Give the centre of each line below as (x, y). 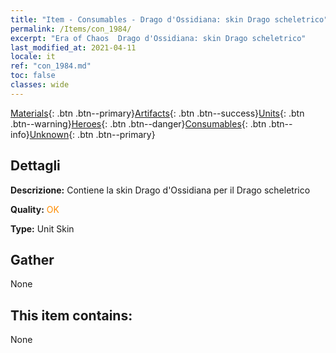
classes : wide (40, 85)
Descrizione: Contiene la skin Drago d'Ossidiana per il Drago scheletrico (160, 190)
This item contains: (71, 315)
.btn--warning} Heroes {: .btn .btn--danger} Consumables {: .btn (138, 123)
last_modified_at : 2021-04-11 (73, 47)
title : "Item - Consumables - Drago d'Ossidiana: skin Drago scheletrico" (169, 19)
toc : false (33, 76)
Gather (32, 259)
